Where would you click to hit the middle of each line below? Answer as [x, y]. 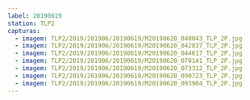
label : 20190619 [35, 16]
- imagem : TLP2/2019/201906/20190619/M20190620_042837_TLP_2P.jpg [129, 46]
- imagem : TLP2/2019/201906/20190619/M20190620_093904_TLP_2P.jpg [129, 83]
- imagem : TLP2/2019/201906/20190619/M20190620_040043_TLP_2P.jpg [129, 38]
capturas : [24, 31]
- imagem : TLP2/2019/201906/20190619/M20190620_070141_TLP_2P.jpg [129, 61]
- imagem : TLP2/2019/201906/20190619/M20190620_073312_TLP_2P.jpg [129, 69]
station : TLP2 [31, 23]
